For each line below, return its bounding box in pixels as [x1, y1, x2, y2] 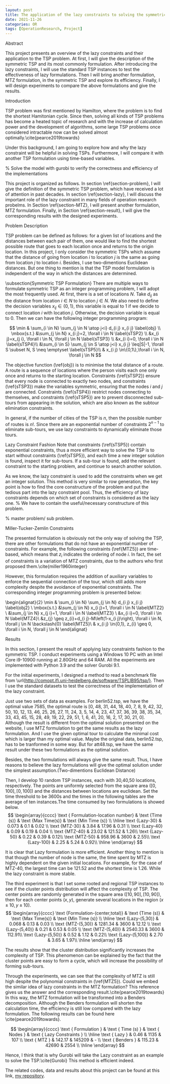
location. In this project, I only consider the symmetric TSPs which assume [5, 249, 161, 255]
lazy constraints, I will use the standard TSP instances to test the [5, 67, 140, 73]
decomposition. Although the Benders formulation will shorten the [5, 1000, 143, 1006]
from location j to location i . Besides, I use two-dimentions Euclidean [5, 260, 148, 266]
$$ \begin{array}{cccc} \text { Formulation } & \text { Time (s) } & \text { [11, 1026, 159, 1032]
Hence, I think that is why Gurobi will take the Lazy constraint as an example [5, 1052, 164, 1058]
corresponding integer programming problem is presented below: [5, 589, 142, 595]
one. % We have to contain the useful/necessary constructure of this [5, 500, 149, 506]
